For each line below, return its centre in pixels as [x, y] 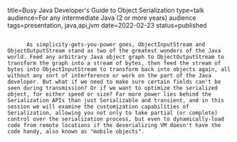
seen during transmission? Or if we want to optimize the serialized [113, 88]
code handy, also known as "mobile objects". [76, 131]
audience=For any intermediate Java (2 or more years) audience [102, 18]
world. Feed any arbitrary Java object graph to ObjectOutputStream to [116, 57]
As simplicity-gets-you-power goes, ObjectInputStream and [115, 45]
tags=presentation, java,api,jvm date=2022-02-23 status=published [107, 25]
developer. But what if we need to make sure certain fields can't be [114, 82]
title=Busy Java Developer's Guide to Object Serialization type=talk [106, 10]
